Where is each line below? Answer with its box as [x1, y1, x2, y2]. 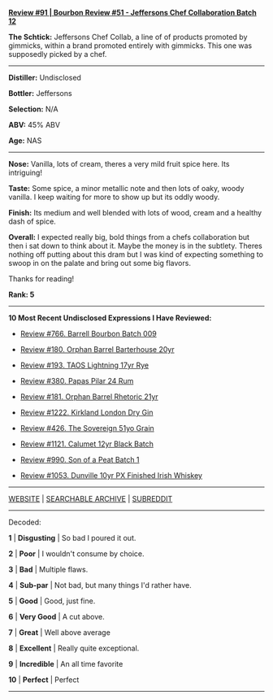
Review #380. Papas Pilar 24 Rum [19, 376, 134, 385]
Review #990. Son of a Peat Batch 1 [19, 455, 140, 464]
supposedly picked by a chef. [8, 50, 107, 59]
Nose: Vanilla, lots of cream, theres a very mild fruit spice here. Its [8, 159, 230, 168]
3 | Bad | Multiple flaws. [8, 565, 89, 574]
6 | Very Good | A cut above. [8, 612, 105, 621]
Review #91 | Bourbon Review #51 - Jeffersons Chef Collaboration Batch [8, 8, 258, 17]
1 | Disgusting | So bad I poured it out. [8, 533, 136, 542]
